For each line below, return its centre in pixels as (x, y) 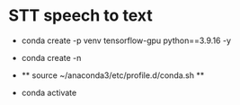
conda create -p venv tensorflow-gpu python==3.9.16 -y (126, 40)
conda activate (49, 92)
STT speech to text (81, 16)
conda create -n (51, 57)
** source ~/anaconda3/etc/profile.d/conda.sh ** (113, 75)
